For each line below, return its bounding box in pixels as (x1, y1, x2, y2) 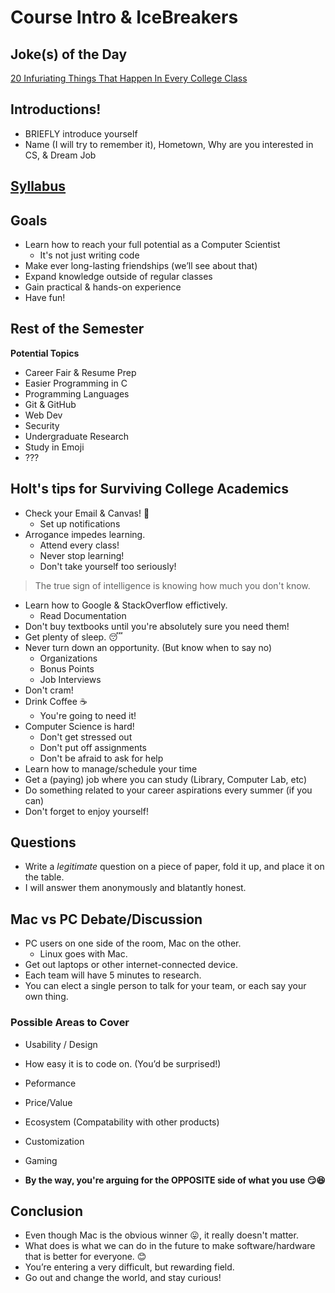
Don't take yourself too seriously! (39, 560, 177, 572)
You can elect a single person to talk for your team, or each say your (24, 980, 307, 992)
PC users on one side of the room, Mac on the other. (24, 937, 242, 950)
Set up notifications (39, 517, 121, 530)
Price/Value (24, 1096, 73, 1108)
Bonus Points (39, 662, 95, 675)
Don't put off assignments (39, 741, 148, 753)
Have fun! (24, 292, 66, 304)
